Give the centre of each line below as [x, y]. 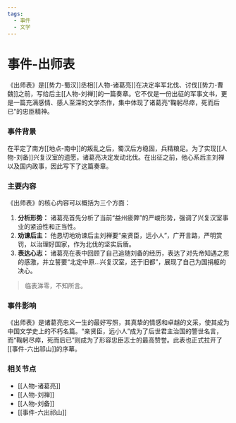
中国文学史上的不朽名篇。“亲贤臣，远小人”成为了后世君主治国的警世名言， [115, 331]
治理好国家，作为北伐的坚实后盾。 [86, 244]
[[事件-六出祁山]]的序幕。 [44, 349]
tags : [15, 14]
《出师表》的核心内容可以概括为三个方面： [69, 203]
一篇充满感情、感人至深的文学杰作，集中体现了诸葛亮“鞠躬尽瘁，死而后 [117, 102]
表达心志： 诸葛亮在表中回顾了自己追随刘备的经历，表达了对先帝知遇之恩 [123, 253]
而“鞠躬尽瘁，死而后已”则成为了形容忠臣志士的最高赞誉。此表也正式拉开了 [115, 340]
